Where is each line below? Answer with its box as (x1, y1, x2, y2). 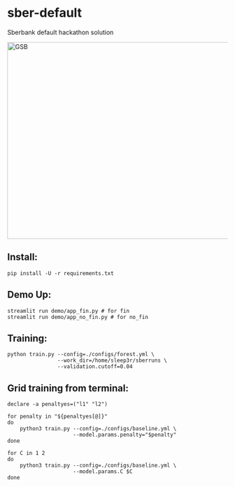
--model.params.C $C (73, 468, 133, 475)
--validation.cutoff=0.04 (57, 363, 133, 370)
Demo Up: (7, 289, 52, 301)
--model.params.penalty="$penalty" (73, 432, 177, 439)
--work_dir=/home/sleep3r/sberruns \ (57, 357, 168, 365)
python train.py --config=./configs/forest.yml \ (7, 351, 155, 358)
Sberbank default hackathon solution (7, 28, 114, 36)
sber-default (7, 5, 83, 21)
